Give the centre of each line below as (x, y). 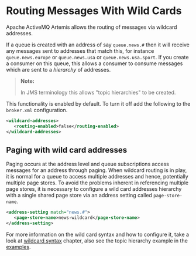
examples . (18, 247)
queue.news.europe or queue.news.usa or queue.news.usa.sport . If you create (97, 57)
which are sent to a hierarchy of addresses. (59, 69)
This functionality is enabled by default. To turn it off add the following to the (98, 103)
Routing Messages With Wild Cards (94, 11)
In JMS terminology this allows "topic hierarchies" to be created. (98, 92)
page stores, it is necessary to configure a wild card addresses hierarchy (94, 189)
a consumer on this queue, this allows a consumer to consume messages (94, 63)
